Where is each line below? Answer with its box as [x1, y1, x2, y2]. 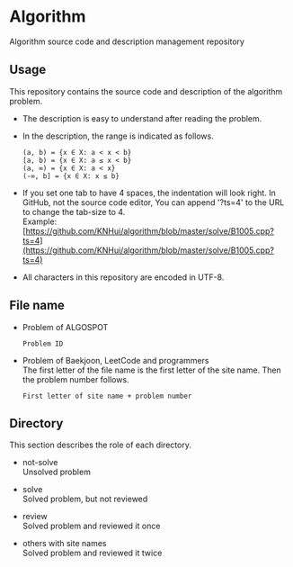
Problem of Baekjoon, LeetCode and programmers [22, 355, 209, 365]
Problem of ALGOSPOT [22, 321, 109, 332]
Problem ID [22, 339, 64, 348]
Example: [22, 216, 58, 227]
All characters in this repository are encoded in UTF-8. [22, 272, 225, 283]
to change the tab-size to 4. [22, 206, 126, 217]
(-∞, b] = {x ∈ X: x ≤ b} [22, 171, 120, 181]
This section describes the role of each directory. [9, 439, 191, 451]
